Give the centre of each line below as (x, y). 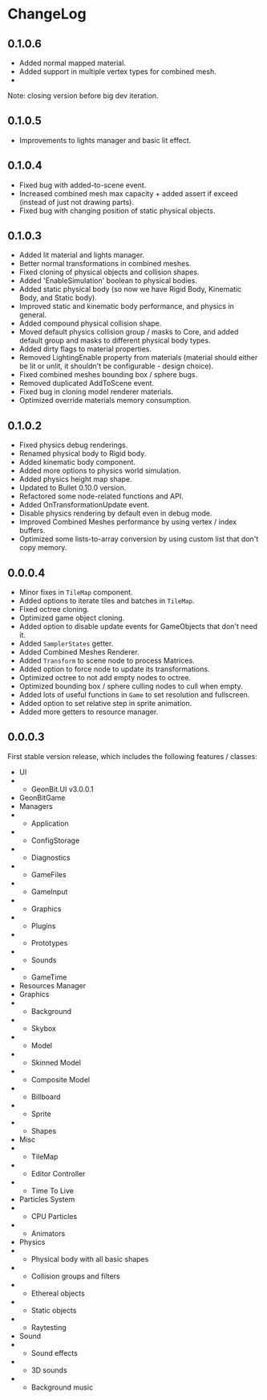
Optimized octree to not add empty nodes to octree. (105, 678)
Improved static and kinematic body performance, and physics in (126, 306)
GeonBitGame (42, 798)
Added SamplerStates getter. (66, 643)
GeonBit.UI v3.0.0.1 (62, 789)
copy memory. (43, 548)
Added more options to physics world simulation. (100, 470)
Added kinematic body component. (77, 462)
